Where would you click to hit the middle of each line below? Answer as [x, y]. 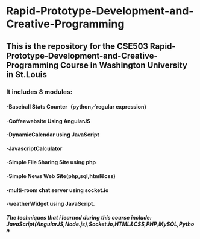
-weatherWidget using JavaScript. [51, 204]
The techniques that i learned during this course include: [79, 217]
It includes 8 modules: [39, 92]
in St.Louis [27, 75]
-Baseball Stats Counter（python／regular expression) [76, 107]
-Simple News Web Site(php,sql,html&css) [61, 176]
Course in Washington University [124, 65]
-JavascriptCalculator [34, 148]
